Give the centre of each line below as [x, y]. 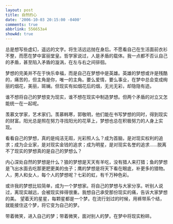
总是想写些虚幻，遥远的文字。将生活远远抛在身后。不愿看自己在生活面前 [82, 49]
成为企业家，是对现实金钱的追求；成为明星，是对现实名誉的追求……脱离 [90, 144]
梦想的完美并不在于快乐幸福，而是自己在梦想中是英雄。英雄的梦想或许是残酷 [86, 73]
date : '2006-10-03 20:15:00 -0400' [44, 20]
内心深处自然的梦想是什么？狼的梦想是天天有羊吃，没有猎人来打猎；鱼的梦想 [86, 162]
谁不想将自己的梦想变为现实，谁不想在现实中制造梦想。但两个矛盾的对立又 [84, 97]
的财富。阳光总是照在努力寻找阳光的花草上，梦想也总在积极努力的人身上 [82, 121]
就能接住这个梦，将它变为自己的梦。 [44, 205]
